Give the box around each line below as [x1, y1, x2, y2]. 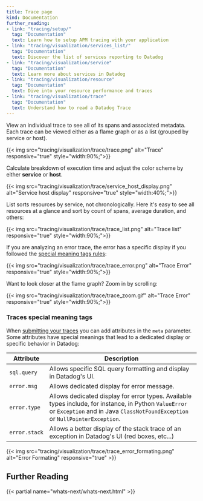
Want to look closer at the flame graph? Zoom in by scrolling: [6, 280, 158, 287]
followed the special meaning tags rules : [6, 250, 107, 257]
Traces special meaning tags [6, 313, 92, 321]
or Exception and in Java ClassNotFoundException [49, 407, 189, 415]
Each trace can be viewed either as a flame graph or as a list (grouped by [6, 128, 189, 135]
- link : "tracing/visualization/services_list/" [6, 43, 131, 49]
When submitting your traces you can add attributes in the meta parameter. [6, 327, 192, 334]
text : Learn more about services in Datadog [11, 71, 126, 77]
